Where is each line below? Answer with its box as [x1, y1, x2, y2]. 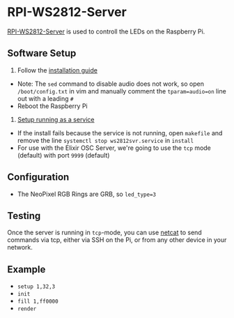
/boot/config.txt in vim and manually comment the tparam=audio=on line [17, 86, 226, 95]
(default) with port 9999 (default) [17, 151, 110, 159]
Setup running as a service [17, 115, 95, 123]
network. [7, 243, 33, 252]
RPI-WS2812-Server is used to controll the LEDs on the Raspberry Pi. [7, 27, 205, 36]
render [17, 305, 37, 312]
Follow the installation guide [17, 66, 97, 74]
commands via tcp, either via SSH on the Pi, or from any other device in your [7, 236, 227, 244]
